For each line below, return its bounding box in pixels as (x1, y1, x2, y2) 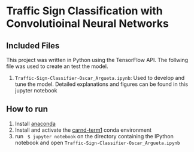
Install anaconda (14, 120, 56, 127)
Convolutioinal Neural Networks (6, 17, 169, 30)
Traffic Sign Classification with (6, 4, 163, 18)
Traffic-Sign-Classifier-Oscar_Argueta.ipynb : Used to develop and (14, 75, 185, 81)
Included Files (6, 41, 60, 51)
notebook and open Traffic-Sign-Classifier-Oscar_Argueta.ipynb (14, 139, 180, 146)
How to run (6, 104, 48, 114)
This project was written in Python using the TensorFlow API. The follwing (6, 57, 189, 63)
